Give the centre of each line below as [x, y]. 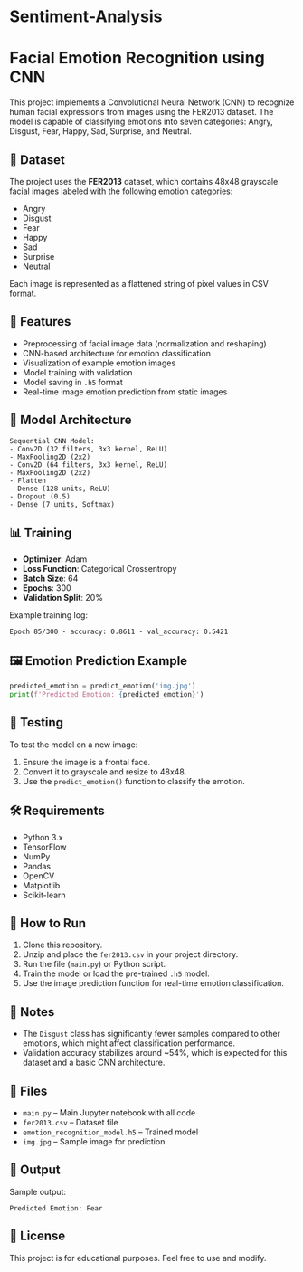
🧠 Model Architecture [71, 420]
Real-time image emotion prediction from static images [125, 392]
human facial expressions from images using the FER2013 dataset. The [142, 112]
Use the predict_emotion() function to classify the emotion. [134, 781]
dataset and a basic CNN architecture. [94, 1063]
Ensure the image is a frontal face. [86, 762]
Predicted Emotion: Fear [56, 1208]
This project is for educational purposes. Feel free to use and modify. [138, 1258]
